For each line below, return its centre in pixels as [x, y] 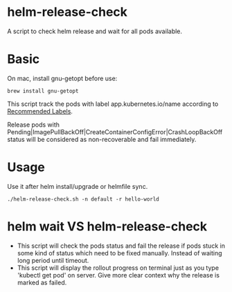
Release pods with [34, 125]
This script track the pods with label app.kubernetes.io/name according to [113, 104]
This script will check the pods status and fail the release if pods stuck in [121, 246]
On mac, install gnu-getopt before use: [62, 78]
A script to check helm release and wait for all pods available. [95, 31]
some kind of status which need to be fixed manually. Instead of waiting [120, 253]
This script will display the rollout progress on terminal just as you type [118, 268]
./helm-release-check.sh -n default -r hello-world [83, 199]
